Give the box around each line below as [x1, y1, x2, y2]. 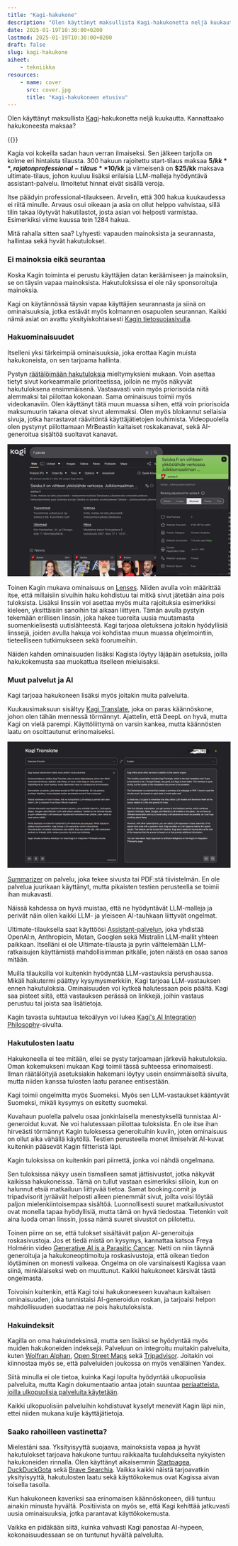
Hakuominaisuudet [7, 332, 74, 342]
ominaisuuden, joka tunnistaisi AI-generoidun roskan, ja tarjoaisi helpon [7, 1295, 216, 1303]
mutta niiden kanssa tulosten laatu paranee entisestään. [7, 1077, 170, 1085]
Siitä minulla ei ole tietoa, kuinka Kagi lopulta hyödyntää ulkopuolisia [7, 1372, 206, 1381]
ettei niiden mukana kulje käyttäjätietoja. [7, 1408, 125, 1418]
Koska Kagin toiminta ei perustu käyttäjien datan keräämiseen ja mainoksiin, [7, 270, 229, 279]
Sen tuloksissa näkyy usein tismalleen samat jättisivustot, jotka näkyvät [7, 1169, 215, 1178]
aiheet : [7, 57, 30, 64]
